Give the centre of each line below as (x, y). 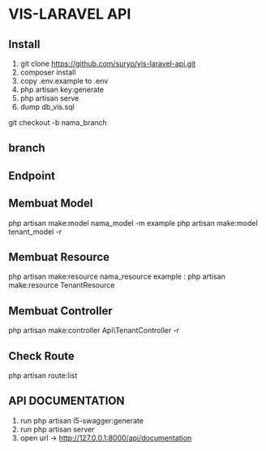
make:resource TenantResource (62, 285)
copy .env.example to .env (64, 81)
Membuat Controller (60, 311)
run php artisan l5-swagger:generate (82, 420)
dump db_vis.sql (47, 107)
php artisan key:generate (62, 89)
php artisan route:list (43, 375)
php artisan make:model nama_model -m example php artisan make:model (133, 223)
